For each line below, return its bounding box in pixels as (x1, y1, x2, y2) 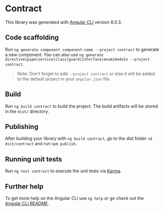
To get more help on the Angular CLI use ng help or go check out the (5, 195, 144, 201)
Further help (5, 182, 44, 190)
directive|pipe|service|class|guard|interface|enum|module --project (5, 57, 150, 62)
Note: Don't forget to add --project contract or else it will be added (17, 71, 155, 77)
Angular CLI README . (5, 201, 49, 206)
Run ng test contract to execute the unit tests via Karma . (5, 168, 122, 174)
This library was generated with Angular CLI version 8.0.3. (5, 19, 122, 25)
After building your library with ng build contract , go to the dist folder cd (5, 135, 153, 141)
